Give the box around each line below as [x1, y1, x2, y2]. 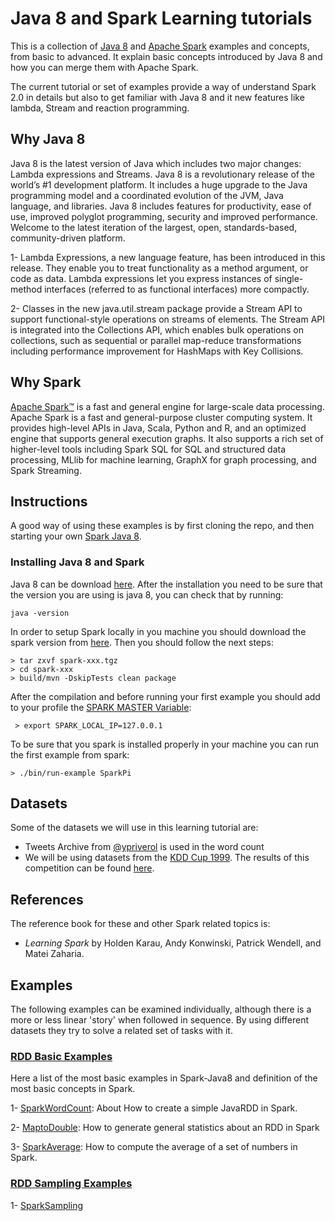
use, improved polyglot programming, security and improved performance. [10, 210, 318, 222]
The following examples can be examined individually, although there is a [10, 1003, 312, 1016]
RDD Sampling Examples [10, 1177, 133, 1191]
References [10, 891, 84, 908]
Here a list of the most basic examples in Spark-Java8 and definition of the [10, 1072, 318, 1084]
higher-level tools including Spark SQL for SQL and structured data [10, 443, 287, 455]
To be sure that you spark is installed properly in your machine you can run [10, 738, 319, 750]
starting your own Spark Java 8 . [10, 530, 142, 542]
